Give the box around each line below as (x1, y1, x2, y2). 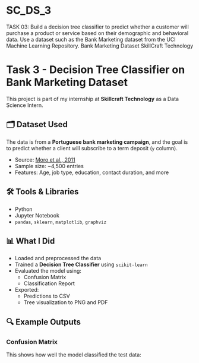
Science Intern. (6, 102, 43, 109)
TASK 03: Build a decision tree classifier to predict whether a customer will (6, 23, 189, 30)
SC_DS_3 (6, 4, 52, 17)
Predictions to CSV (23, 292, 70, 300)
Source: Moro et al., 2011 (14, 156, 75, 163)
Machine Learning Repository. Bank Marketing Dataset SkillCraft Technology (6, 42, 194, 49)
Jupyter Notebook (14, 212, 59, 219)
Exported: (14, 286, 39, 293)
